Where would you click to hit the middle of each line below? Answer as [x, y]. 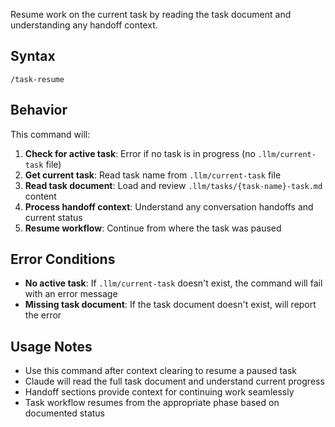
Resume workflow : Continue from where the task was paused [153, 228]
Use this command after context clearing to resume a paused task [161, 371]
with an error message [71, 294]
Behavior [39, 110]
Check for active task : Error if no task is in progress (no [140, 153]
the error [43, 315]
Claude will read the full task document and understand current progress [174, 381]
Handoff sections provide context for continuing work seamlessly [159, 392]
